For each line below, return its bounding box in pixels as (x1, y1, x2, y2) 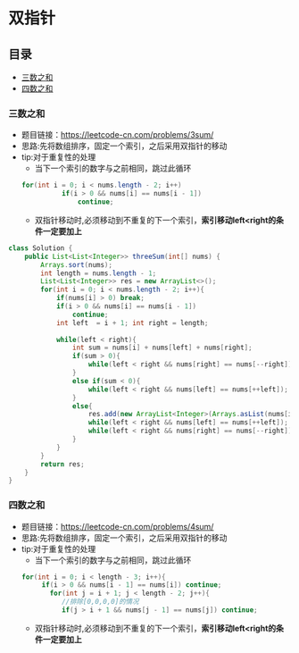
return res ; (40, 459, 86, 469)
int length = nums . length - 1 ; (40, 269, 157, 278)
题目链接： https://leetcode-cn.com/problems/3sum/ (21, 130, 214, 140)
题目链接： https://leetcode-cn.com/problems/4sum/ (21, 521, 214, 532)
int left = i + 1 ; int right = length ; (55, 318, 209, 327)
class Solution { (8, 243, 73, 253)
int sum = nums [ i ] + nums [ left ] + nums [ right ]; (71, 343, 253, 353)
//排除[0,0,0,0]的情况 (61, 598, 139, 607)
